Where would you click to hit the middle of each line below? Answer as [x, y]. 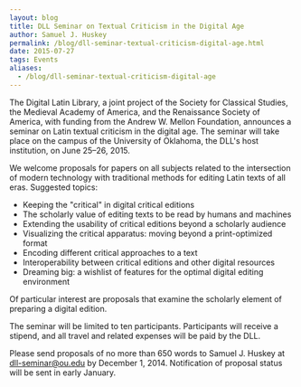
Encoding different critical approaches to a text [110, 252]
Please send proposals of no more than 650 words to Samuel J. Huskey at [147, 353]
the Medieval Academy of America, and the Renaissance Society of [135, 112]
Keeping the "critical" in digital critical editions [108, 204]
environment [46, 281]
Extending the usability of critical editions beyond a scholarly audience [154, 223]
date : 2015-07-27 [42, 52]
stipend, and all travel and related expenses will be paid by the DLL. [135, 335]
